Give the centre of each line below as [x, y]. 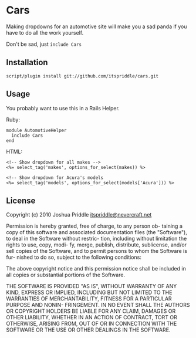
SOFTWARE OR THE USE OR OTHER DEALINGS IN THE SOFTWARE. [88, 330]
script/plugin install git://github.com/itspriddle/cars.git [82, 76]
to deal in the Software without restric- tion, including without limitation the [97, 239]
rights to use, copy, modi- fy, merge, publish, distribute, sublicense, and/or [96, 245]
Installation [27, 62]
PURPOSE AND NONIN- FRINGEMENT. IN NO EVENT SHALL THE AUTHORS [98, 305]
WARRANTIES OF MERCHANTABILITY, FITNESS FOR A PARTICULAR [89, 299]
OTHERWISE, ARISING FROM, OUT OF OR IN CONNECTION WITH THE [92, 324]
